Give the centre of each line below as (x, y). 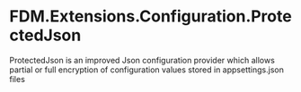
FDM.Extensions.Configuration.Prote (150, 17)
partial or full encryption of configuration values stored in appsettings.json (147, 70)
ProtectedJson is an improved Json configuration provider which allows (142, 60)
